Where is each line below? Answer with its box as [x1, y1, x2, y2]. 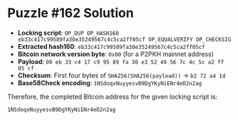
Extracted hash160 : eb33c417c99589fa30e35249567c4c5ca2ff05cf [17, 42, 205, 50]
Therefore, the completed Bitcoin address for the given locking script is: [7, 92, 218, 101]
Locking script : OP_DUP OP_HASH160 [17, 28, 119, 37]
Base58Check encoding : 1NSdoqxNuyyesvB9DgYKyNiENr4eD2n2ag [17, 78, 202, 87]
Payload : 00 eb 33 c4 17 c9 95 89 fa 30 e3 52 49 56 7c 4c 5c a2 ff [17, 57, 225, 65]
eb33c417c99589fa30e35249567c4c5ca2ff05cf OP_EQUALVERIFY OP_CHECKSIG [17, 36, 232, 43]
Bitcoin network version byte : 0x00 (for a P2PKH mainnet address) [17, 50, 215, 58]
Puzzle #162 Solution [7, 5, 134, 21]
